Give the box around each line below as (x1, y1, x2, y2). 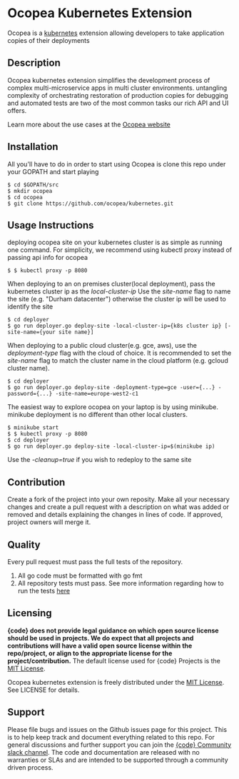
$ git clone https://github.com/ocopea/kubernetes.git (7, 200, 174, 207)
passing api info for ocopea (7, 253, 88, 262)
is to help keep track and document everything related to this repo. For (7, 733, 215, 741)
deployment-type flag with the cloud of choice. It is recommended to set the (7, 348, 232, 358)
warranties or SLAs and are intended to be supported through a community (7, 755, 228, 764)
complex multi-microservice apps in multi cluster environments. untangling (7, 84, 228, 92)
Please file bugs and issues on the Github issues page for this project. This (7, 725, 227, 733)
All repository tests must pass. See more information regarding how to (17, 579, 224, 587)
